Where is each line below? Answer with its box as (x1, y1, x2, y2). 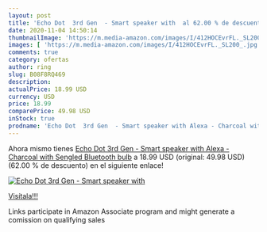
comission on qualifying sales (8, 215, 106, 224)
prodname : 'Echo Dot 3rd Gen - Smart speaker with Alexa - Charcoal (8, 122, 247, 130)
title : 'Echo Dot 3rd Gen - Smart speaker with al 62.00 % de (8, 19, 229, 27)
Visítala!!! (8, 191, 38, 200)
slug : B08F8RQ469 (8, 70, 66, 78)
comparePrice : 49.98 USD (8, 108, 91, 116)
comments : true (8, 48, 59, 56)
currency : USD (8, 93, 56, 101)
